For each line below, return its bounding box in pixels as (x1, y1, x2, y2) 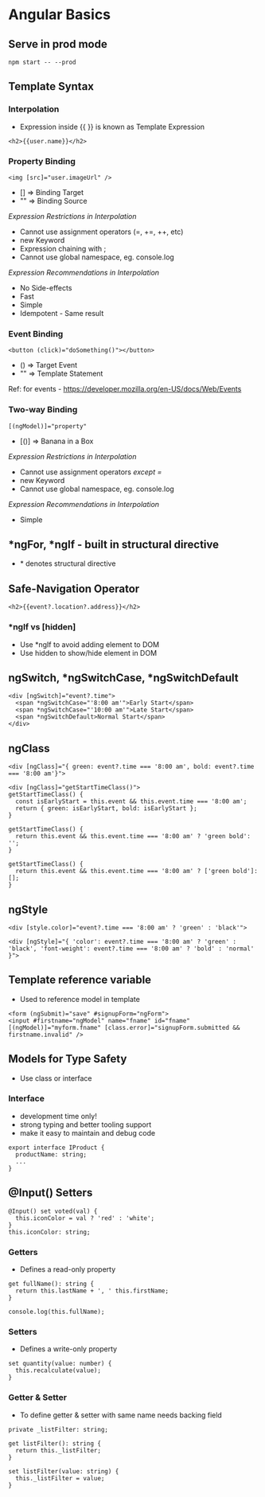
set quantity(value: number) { (8, 1359, 112, 1368)
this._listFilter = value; (15, 1474, 105, 1482)
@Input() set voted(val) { (8, 1207, 98, 1215)
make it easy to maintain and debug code (19, 1128, 156, 1137)
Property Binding (8, 155, 76, 166)
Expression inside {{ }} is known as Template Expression (19, 122, 205, 131)
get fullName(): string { (8, 1280, 94, 1288)
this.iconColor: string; (8, 1228, 91, 1236)
